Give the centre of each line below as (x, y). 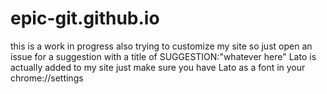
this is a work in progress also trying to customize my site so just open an (161, 46)
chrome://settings (47, 78)
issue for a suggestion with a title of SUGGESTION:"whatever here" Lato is (163, 56)
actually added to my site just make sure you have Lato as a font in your (158, 67)
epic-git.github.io (85, 18)
